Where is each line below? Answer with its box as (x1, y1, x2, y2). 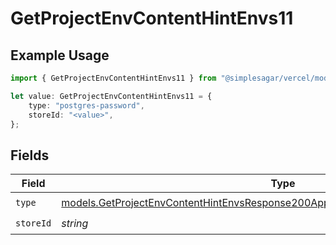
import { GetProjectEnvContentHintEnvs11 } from (10, 73, 217, 83)
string (61, 216, 89, 230)
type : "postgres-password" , (28, 100, 145, 111)
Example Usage (10, 47, 110, 64)
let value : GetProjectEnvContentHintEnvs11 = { (10, 91, 213, 101)
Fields (10, 147, 50, 164)
